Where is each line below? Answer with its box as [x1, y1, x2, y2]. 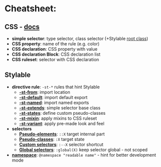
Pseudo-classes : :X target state [19, 136, 85, 142]
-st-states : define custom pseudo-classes [19, 110, 106, 116]
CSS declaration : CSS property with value [11, 46, 98, 52]
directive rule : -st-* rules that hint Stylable [11, 84, 100, 90]
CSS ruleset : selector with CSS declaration [11, 57, 99, 62]
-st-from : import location [19, 89, 70, 95]
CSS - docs [4, 23, 40, 31]
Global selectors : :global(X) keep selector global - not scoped [19, 146, 148, 153]
